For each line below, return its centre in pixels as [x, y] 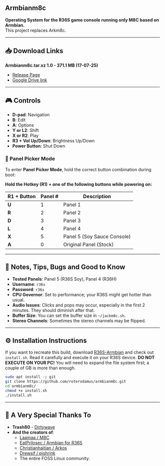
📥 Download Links [34, 51]
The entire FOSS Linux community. [55, 458]
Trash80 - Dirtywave [34, 427]
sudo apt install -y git [30, 377]
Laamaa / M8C [34, 437]
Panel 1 [72, 205]
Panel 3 [72, 220]
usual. [18, 300]
